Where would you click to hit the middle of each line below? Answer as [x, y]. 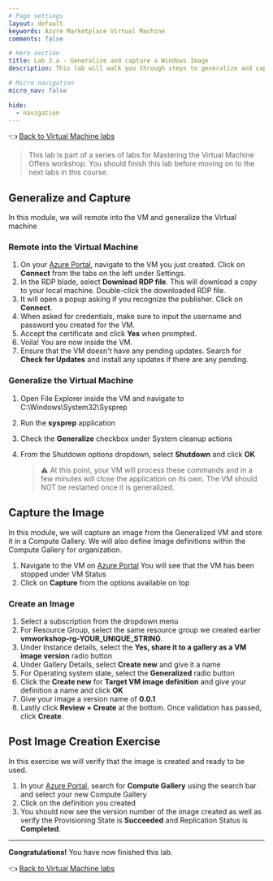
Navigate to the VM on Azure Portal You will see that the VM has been [137, 565]
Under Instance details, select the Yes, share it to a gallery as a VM [133, 647]
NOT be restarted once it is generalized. [107, 487]
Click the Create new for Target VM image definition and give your [133, 681]
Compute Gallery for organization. [65, 550]
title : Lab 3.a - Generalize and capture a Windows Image [108, 61]
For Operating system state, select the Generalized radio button [127, 673]
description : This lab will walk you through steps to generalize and [130, 69]
